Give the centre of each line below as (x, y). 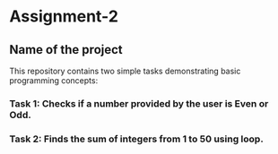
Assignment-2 (64, 17)
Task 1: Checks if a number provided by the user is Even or (139, 103)
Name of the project (66, 50)
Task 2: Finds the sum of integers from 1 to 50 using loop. (137, 139)
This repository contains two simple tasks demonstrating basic (125, 71)
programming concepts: (54, 81)
